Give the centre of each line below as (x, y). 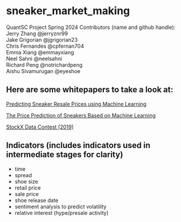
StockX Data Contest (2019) (40, 127)
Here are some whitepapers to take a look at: (90, 90)
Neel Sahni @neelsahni (34, 58)
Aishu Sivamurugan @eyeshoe (43, 71)
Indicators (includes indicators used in (78, 146)
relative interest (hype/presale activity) (62, 213)
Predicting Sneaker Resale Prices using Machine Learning (76, 104)
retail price (28, 188)
